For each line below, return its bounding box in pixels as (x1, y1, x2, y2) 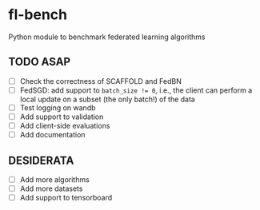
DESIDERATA (8, 153, 74, 167)
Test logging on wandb (19, 102, 96, 113)
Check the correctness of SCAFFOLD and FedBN (19, 76, 182, 85)
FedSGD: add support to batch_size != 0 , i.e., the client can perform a (19, 85, 253, 95)
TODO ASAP (8, 55, 70, 69)
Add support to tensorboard (19, 193, 113, 203)
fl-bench (8, 6, 68, 24)
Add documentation (19, 130, 86, 140)
